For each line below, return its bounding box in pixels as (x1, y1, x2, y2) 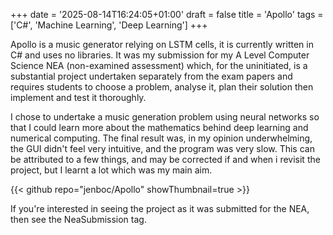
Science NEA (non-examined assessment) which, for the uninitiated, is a (10, 60, 308, 71)
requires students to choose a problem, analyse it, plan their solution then (10, 81, 314, 93)
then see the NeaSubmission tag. (10, 214, 147, 225)
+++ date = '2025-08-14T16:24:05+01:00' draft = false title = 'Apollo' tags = (10, 9, 324, 20)
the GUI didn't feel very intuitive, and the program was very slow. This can (10, 143, 315, 154)
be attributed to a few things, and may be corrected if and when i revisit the (10, 154, 321, 165)
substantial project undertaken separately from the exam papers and (10, 70, 293, 82)
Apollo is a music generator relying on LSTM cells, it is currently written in (10, 39, 314, 50)
